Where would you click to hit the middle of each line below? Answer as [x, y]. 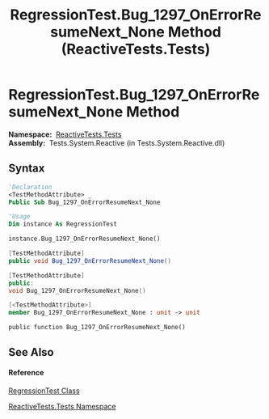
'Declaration [30, 187]
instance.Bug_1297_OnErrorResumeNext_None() [84, 239]
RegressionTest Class [44, 391]
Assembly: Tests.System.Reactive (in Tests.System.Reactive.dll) [117, 142]
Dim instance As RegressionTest [63, 224]
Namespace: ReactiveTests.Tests [65, 134]
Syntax [27, 169]
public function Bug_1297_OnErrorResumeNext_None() [97, 328]
